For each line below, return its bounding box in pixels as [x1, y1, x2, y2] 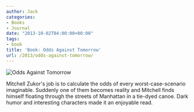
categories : [6, 14, 35, 20]
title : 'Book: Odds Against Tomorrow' [6, 47, 101, 53]
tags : [6, 36, 19, 42]
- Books [6, 19, 25, 25]
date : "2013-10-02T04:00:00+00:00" [6, 31, 94, 37]
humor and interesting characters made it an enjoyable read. [6, 98, 153, 106]
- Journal [6, 25, 31, 31]
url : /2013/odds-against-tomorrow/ [6, 52, 94, 58]
